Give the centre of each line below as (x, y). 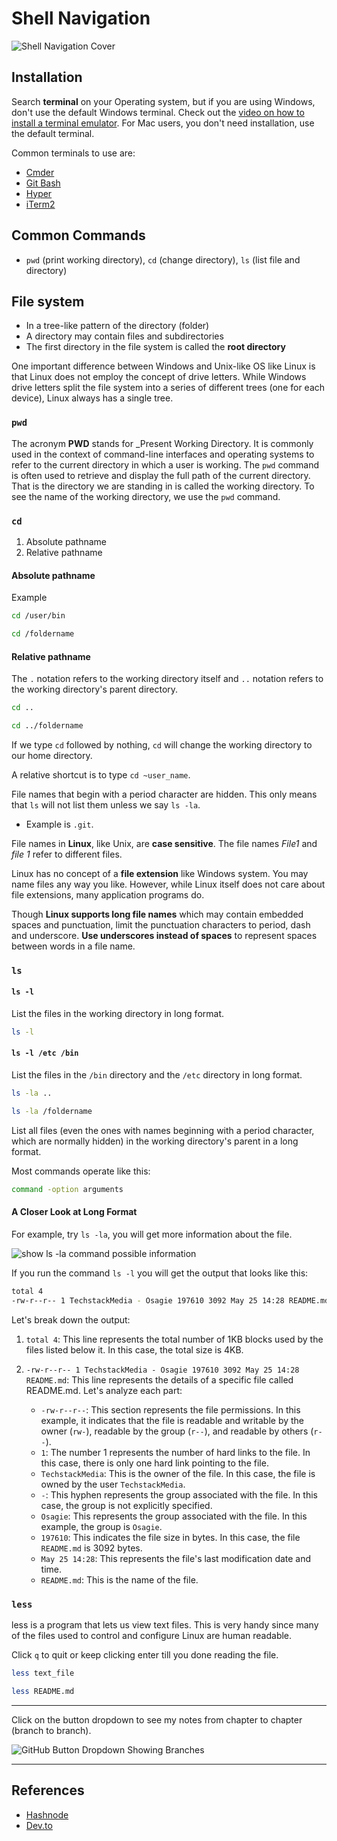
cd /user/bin (38, 616)
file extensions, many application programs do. (108, 894)
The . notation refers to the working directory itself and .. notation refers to (167, 679)
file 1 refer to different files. (67, 854)
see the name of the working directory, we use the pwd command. (146, 496)
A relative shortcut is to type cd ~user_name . (101, 774)
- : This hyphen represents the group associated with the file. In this (179, 1494)
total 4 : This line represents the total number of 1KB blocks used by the (174, 1339)
